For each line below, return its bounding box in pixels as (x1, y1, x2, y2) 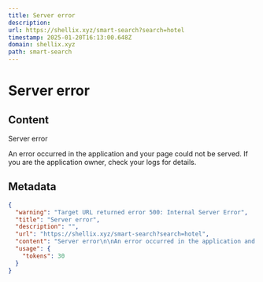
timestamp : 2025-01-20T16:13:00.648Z (8, 33, 132, 42)
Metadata (8, 180, 57, 193)
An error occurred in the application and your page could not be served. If (8, 149, 249, 158)
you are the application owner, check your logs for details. (8, 158, 197, 167)
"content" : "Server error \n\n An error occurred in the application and (15, 237, 256, 246)
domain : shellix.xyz (8, 41, 76, 49)
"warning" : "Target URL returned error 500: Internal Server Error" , (15, 208, 248, 216)
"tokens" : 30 (22, 252, 65, 260)
